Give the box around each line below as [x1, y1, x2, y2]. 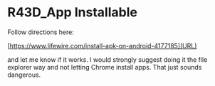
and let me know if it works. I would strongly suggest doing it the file [7, 55, 208, 64]
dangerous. [7, 70, 41, 79]
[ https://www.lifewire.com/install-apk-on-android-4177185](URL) [7, 41, 197, 50]
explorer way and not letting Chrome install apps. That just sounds [7, 63, 202, 71]
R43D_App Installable [7, 4, 137, 21]
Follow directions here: [7, 28, 75, 36]
